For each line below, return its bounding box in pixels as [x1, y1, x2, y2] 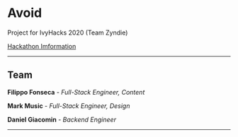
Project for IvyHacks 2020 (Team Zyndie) [7, 28, 128, 37]
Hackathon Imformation [7, 42, 76, 50]
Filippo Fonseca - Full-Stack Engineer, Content [7, 88, 145, 96]
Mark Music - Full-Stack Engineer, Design [7, 101, 130, 110]
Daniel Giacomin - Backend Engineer [7, 115, 117, 124]
